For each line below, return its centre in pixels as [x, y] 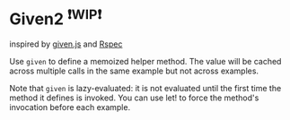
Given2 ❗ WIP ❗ [56, 17]
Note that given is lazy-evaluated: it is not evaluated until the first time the [145, 89]
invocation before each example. [70, 107]
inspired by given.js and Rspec [66, 44]
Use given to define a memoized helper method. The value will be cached [145, 62]
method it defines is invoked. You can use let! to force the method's [134, 98]
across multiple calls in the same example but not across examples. [134, 71]
